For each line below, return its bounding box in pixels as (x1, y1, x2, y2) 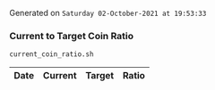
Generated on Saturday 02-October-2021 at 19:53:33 (9, 8, 207, 18)
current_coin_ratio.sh (9, 50, 94, 59)
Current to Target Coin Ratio (9, 29, 134, 42)
